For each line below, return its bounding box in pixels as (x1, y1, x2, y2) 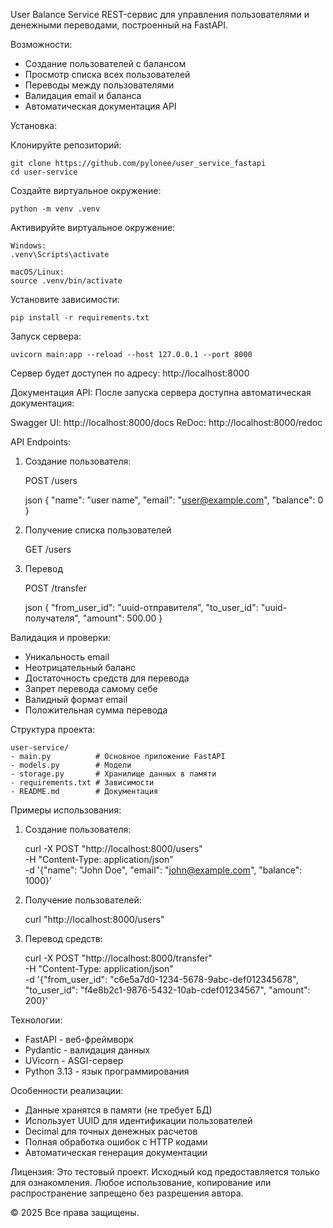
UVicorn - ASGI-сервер (24, 1055, 124, 1066)
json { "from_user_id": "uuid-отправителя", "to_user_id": (24, 602, 259, 613)
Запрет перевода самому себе (24, 683, 158, 694)
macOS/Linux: (10, 267, 65, 277)
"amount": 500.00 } (82, 612, 163, 624)
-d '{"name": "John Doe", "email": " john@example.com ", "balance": (24, 864, 303, 876)
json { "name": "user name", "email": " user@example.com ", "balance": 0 (24, 494, 324, 506)
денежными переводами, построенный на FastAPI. (10, 19, 229, 31)
